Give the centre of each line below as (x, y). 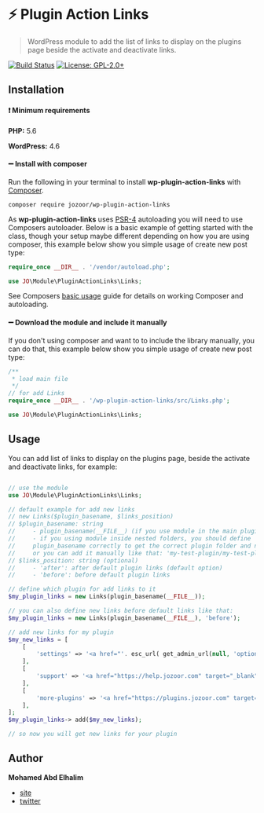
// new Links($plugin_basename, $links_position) (91, 517)
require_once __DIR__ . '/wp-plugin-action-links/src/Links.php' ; (119, 401)
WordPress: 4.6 (34, 146)
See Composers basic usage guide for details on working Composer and (126, 296)
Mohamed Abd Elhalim (46, 777)
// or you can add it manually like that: (86, 553)
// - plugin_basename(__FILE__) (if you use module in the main (123, 531)
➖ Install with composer (48, 164)
